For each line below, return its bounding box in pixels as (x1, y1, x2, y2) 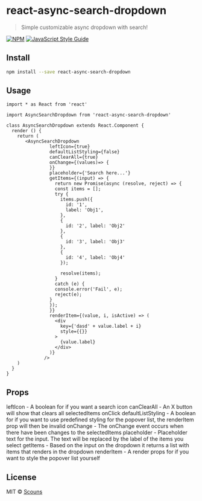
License (6, 472, 37, 482)
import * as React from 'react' (6, 101, 87, 107)
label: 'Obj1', (65, 207, 104, 213)
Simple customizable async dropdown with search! (21, 24, 148, 31)
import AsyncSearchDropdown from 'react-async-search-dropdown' (6, 112, 171, 118)
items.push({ (60, 197, 93, 203)
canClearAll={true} (49, 155, 98, 161)
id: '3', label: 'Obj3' (65, 239, 125, 245)
